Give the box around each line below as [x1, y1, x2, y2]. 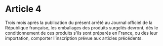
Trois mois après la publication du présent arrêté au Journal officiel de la [5, 20, 153, 25]
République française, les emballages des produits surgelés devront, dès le [5, 24, 158, 30]
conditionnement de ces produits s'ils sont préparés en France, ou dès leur [5, 30, 158, 36]
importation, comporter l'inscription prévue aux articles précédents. [5, 35, 143, 41]
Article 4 [5, 3, 42, 15]
